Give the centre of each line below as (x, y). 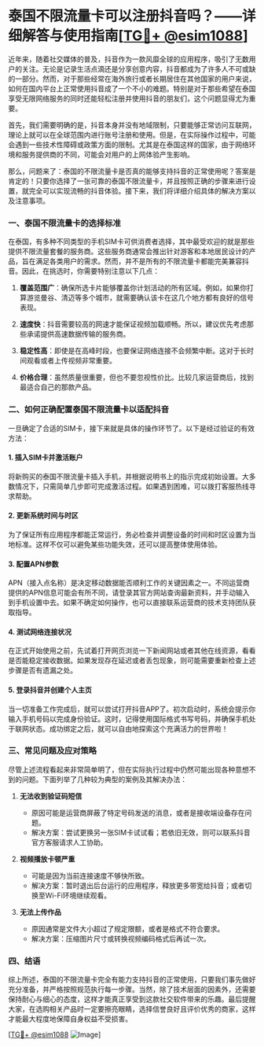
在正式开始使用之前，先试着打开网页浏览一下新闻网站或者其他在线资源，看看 (132, 651)
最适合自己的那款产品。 (57, 387)
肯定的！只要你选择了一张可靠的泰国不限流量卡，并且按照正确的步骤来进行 (128, 181)
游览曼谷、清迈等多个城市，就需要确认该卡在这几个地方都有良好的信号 (140, 298)
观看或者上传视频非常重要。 (71, 361)
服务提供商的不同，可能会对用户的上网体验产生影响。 (108, 154)
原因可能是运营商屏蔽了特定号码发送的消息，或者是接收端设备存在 (138, 813)
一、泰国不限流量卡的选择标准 (65, 223)
